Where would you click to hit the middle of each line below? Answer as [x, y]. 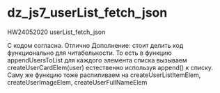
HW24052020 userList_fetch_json [56, 32]
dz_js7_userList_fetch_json [87, 13]
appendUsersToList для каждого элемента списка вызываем [97, 60]
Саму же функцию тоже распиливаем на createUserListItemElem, [104, 75]
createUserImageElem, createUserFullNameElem [77, 82]
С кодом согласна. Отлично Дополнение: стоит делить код [95, 45]
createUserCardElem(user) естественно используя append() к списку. [110, 67]
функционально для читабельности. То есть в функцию [89, 53]
